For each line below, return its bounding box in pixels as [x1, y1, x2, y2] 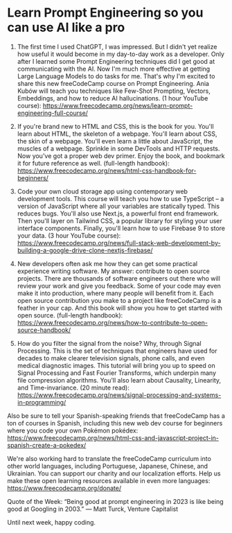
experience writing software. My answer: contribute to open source [17, 267, 210, 275]
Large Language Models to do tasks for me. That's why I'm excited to [17, 71, 215, 80]
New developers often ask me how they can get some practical [17, 259, 198, 268]
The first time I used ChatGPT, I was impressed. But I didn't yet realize [17, 42, 217, 51]
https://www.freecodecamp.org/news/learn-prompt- [42, 101, 193, 110]
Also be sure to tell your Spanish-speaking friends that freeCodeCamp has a [7, 411, 225, 420]
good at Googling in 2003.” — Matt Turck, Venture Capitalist [7, 505, 179, 513]
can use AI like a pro [7, 19, 125, 35]
